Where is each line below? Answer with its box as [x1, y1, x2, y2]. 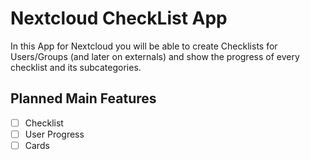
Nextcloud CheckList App [10, 7, 228, 30]
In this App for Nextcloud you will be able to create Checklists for [10, 40, 278, 52]
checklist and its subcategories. [10, 61, 142, 73]
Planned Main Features [10, 90, 157, 107]
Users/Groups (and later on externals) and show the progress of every [10, 50, 300, 62]
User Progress [24, 128, 85, 140]
